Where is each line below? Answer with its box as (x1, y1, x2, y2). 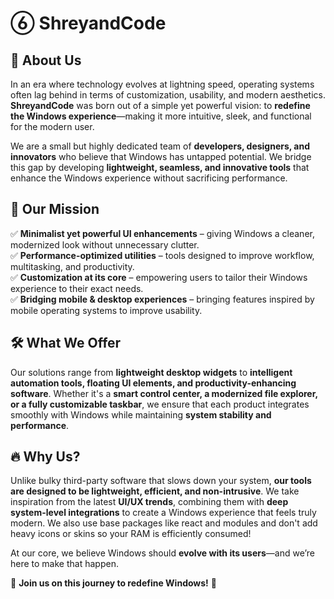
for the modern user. (10, 121, 95, 132)
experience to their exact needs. (10, 282, 144, 294)
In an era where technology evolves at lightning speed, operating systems (10, 78, 315, 90)
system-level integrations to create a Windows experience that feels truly (10, 507, 317, 519)
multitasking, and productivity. (10, 260, 135, 272)
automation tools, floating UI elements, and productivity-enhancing (10, 377, 297, 389)
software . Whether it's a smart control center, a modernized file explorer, (10, 387, 318, 399)
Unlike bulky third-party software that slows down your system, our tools (10, 475, 312, 487)
